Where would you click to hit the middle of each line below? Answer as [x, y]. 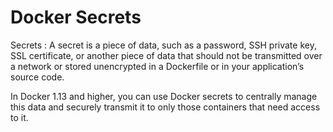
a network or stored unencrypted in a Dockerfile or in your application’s [157, 66]
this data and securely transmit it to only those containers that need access [165, 107]
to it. [19, 117]
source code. [37, 77]
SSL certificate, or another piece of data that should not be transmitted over [166, 55]
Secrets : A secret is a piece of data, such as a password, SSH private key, [163, 45]
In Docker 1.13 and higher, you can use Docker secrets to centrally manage [164, 96]
